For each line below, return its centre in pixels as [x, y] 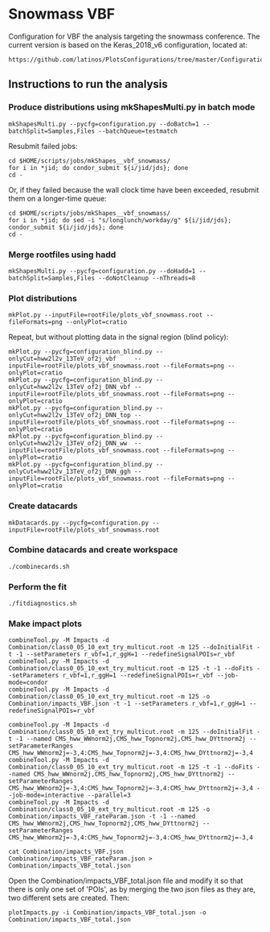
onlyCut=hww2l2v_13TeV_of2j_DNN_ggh [70, 472]
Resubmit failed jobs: [43, 146]
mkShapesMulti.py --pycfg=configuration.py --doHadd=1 [102, 271]
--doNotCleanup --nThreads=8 [147, 278]
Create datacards [43, 506]
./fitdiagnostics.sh [43, 604]
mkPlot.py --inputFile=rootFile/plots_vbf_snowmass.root [106, 315]
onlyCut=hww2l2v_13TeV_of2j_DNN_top [70, 416]
